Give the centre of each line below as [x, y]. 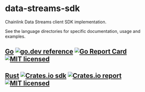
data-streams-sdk [43, 8]
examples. [15, 36]
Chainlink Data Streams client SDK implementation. [56, 22]
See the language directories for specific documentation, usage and [73, 31]
